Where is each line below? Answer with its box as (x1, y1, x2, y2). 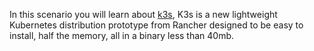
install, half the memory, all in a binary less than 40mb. (9, 30, 235, 41)
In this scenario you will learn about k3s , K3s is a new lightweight (9, 9, 278, 20)
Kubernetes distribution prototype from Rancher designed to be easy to (9, 19, 304, 31)
